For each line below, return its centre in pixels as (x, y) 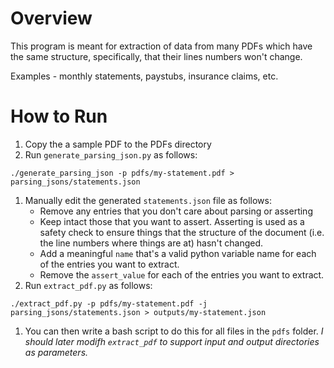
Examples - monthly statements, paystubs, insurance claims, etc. (144, 76)
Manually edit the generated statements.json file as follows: (148, 200)
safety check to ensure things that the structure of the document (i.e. (182, 232)
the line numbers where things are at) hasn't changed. (151, 243)
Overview (51, 18)
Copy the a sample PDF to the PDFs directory (118, 144)
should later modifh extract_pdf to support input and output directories (172, 341)
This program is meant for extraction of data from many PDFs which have (161, 46)
